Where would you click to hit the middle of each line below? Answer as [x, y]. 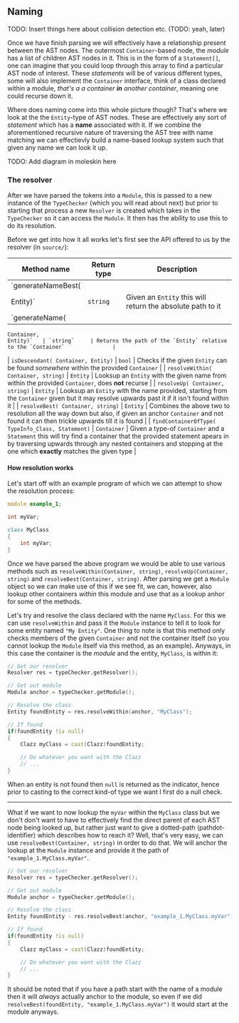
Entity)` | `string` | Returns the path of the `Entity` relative [117, 341]
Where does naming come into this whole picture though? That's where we [117, 109]
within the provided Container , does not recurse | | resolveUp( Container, [116, 383]
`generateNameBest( [46, 286]
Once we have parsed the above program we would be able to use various [116, 564]
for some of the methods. [44, 601]
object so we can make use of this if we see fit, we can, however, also [110, 586]
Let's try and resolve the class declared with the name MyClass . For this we [117, 615]
